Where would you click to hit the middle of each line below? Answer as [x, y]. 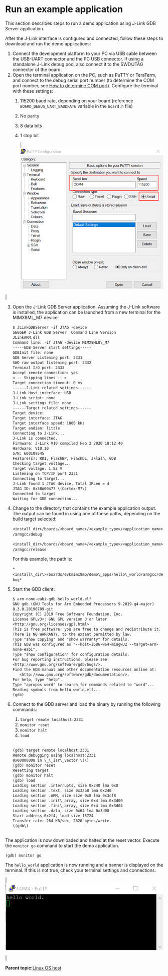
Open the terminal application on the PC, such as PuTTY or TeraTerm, [84, 75]
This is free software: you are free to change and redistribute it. [87, 629]
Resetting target [31, 771]
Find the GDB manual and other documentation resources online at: [84, 670]
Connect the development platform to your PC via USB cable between [85, 53]
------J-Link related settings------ [52, 388]
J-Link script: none [34, 398]
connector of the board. [37, 70]
